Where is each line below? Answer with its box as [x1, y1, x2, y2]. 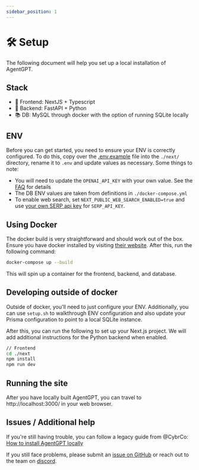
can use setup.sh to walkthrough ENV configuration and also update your [6, 310, 186, 317]
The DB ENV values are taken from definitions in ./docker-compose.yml [14, 190, 188, 197]
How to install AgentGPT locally [6, 439, 84, 446]
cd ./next [6, 351, 31, 357]
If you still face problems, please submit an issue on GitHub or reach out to [6, 451, 189, 458]
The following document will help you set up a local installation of [6, 59, 166, 66]
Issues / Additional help [6, 417, 95, 428]
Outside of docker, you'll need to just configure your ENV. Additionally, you [6, 303, 189, 310]
